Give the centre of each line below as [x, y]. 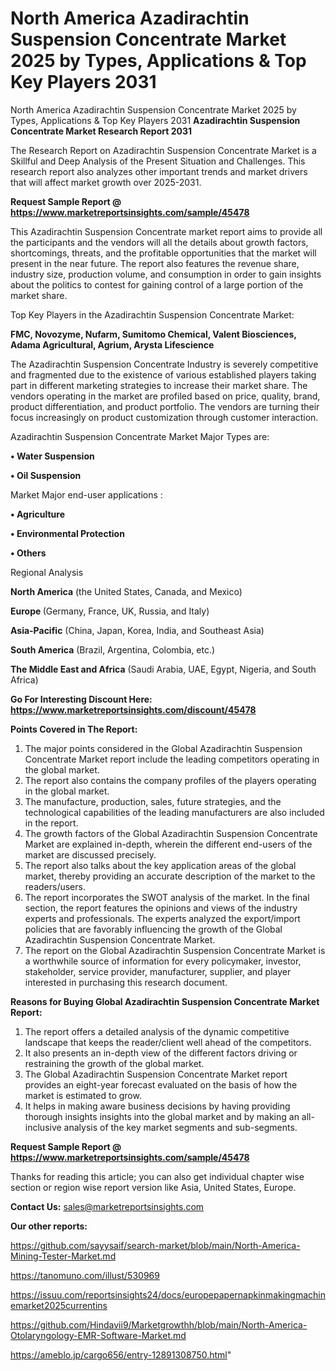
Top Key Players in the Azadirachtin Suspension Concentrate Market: [152, 314]
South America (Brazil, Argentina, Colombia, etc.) [113, 649]
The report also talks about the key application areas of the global [160, 865]
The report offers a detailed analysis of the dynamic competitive [157, 1031]
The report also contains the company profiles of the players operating [170, 780]
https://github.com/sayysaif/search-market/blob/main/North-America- [155, 1245]
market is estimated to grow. [83, 1095]
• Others [28, 553]
